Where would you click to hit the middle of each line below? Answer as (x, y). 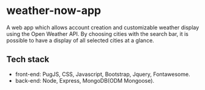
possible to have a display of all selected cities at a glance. (80, 40)
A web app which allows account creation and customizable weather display (103, 27)
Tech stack (28, 59)
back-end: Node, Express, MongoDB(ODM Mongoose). (85, 80)
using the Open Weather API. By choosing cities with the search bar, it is (97, 33)
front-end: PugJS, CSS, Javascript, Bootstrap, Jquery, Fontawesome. (103, 74)
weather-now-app (54, 11)
